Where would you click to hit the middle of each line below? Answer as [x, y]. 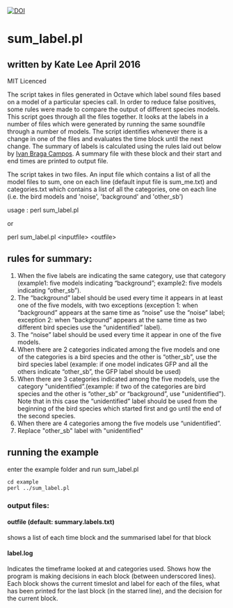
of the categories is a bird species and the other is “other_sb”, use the [117, 356]
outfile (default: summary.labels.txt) [61, 522]
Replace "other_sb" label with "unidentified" [80, 430]
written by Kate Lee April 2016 [74, 64]
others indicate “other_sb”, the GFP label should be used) [99, 371]
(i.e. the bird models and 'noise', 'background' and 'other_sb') [95, 197]
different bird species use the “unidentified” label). [89, 327]
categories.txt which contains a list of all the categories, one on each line [112, 189]
